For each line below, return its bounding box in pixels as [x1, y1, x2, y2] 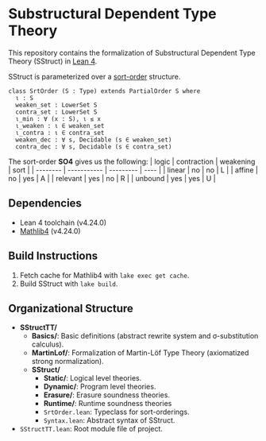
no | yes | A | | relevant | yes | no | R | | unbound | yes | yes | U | [8, 173, 216, 183]
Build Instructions [8, 250, 98, 263]
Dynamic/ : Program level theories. [43, 382, 156, 392]
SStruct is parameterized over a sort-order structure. [8, 72, 181, 81]
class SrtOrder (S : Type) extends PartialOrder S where [8, 87, 201, 95]
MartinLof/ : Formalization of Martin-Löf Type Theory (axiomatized [31, 348, 249, 358]
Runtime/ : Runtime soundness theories [43, 399, 172, 408]
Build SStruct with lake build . [19, 279, 118, 288]
